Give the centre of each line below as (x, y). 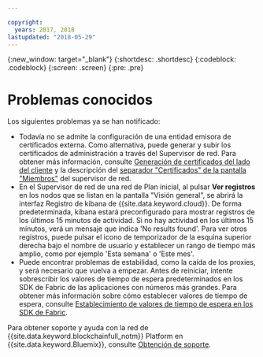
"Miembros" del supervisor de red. (75, 179)
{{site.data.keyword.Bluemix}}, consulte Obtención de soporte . (109, 344)
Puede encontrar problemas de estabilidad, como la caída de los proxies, (137, 262)
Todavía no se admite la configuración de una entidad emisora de (125, 137)
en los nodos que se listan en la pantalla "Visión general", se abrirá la (131, 195)
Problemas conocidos (80, 100)
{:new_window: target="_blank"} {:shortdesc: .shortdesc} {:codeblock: (122, 59)
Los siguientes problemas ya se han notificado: (84, 121)
